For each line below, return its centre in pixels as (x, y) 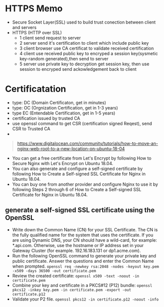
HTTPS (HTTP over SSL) (37, 32)
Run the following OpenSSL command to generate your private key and (84, 255)
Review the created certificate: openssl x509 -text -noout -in (76, 276)
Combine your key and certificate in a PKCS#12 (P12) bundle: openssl (82, 285)
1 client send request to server (50, 38)
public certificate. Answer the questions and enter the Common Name (83, 261)
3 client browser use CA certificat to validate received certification (86, 48)
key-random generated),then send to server (64, 58)
